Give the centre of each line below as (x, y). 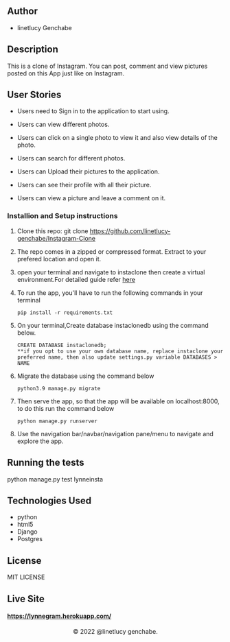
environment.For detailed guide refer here (76, 279)
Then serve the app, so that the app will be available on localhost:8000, (118, 401)
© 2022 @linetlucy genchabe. (115, 631)
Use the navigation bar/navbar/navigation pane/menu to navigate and (115, 433)
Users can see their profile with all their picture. (84, 185)
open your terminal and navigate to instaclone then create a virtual (111, 272)
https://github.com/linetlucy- (130, 231)
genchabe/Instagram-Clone (56, 238)
